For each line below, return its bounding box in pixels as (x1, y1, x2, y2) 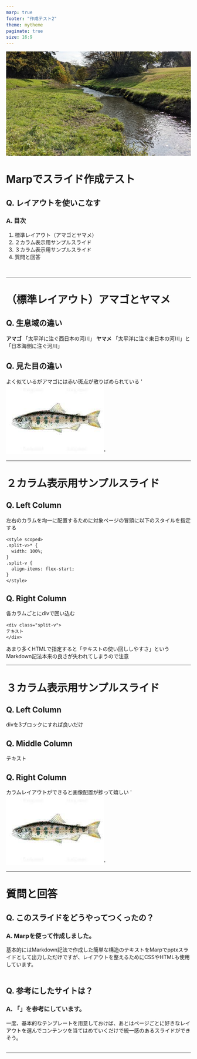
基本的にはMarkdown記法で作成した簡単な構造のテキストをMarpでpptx (6, 946, 179, 953)
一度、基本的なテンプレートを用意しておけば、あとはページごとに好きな (6, 1020, 181, 1027)
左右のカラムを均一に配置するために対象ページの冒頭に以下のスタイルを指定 (6, 517, 191, 524)
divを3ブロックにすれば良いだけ (6, 721, 84, 728)
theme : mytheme (6, 22, 43, 28)
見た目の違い (15, 361, 63, 371)
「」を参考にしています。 (13, 1005, 86, 1013)
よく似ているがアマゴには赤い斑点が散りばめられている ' (6, 378, 142, 385)
